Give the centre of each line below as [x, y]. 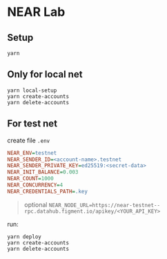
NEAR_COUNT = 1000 [30, 179]
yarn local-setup [32, 90]
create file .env [29, 140]
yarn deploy [24, 237]
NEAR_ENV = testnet [32, 153]
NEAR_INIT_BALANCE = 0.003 [43, 172]
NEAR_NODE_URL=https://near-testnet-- [105, 205]
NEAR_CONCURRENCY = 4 [35, 185]
